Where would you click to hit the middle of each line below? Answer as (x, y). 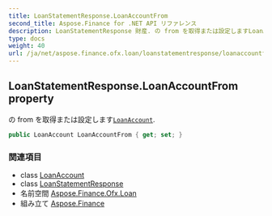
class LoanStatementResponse (72, 184)
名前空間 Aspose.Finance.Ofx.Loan (79, 193)
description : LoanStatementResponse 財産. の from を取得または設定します (129, 31)
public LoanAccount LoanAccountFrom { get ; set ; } (96, 134)
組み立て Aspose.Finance (62, 203)
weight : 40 (27, 46)
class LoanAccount (52, 175)
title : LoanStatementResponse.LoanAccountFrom (88, 16)
